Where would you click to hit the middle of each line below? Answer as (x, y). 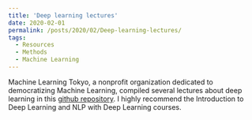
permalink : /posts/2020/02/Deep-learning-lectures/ (95, 30)
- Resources (35, 45)
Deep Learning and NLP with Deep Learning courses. (95, 107)
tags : (17, 37)
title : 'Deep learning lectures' (63, 15)
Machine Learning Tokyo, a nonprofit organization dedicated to (111, 82)
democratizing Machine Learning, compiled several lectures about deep (125, 90)
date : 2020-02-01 (37, 23)
